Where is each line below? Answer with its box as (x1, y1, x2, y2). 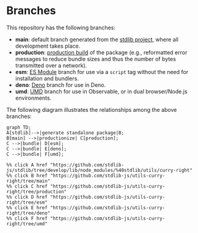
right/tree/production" (6, 188, 67, 194)
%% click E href (6, 204, 48, 211)
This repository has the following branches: (6, 24, 116, 31)
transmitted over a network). (15, 62, 87, 69)
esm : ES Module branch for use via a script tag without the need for (15, 68, 188, 75)
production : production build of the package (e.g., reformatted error (15, 48, 188, 56)
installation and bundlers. (15, 75, 79, 82)
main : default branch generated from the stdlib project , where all (15, 35, 179, 43)
